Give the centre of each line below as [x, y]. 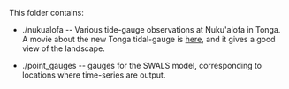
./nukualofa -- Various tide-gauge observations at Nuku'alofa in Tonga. [151, 30]
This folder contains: [46, 13]
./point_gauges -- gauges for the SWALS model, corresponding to [142, 66]
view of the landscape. [64, 48]
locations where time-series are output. [94, 75]
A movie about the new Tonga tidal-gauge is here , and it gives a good [148, 39]
